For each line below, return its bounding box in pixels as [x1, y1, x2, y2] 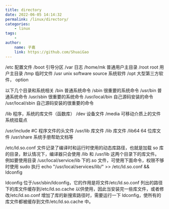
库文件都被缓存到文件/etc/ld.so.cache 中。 [5, 198, 93, 204]
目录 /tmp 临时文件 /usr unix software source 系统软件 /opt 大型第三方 [14, 70, 159, 76]
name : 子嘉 [14, 45, 36, 50]
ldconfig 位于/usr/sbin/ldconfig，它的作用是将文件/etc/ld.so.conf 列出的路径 [5, 179, 163, 185]
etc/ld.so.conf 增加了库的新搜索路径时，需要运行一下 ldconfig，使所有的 [11, 192, 161, 198]
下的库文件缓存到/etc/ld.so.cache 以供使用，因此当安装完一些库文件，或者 [5, 186, 160, 192]
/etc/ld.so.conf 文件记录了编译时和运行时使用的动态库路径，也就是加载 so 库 [5, 145, 164, 151]
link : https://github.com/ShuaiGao [14, 49, 89, 54]
